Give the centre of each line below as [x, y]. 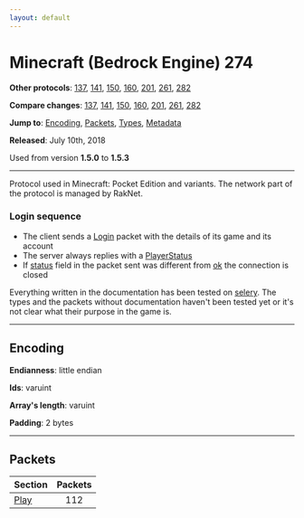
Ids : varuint [31, 387]
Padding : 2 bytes [42, 422]
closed [35, 274]
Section [31, 485]
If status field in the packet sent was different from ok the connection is [156, 265]
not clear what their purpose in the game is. [90, 311]
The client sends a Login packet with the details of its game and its [147, 236]
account [38, 246]
